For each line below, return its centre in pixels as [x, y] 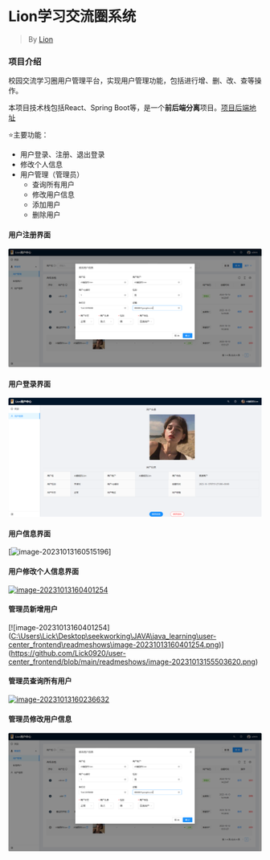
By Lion [41, 39]
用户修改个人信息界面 [43, 571]
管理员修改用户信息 [40, 719]
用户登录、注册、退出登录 [62, 154]
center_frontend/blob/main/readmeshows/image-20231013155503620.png [132, 661]
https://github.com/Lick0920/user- [68, 653]
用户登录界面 [29, 383]
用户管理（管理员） [52, 174]
